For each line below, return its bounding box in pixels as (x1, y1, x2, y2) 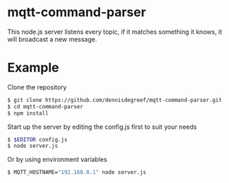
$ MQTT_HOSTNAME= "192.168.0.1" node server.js (7, 169, 147, 176)
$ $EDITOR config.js (7, 136, 68, 143)
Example (7, 60, 59, 76)
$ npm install (7, 110, 49, 117)
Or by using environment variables (7, 156, 108, 164)
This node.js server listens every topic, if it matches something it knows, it (7, 27, 223, 36)
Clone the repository (7, 82, 67, 91)
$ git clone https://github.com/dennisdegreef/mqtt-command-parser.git (7, 96, 222, 103)
